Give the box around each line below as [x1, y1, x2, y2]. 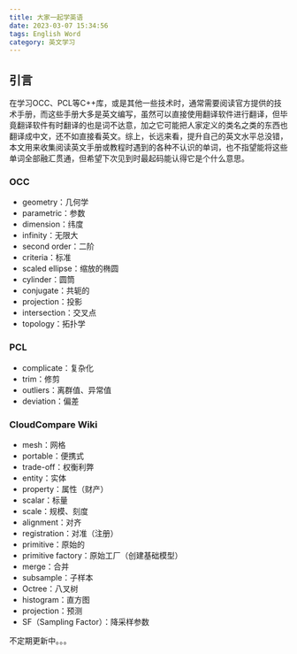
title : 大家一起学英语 [9, 12, 84, 22]
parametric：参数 [21, 208, 86, 219]
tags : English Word [9, 29, 81, 38]
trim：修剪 [21, 373, 60, 384]
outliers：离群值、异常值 [21, 384, 112, 395]
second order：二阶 [21, 241, 95, 252]
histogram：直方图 [21, 594, 90, 604]
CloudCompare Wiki [9, 418, 98, 430]
